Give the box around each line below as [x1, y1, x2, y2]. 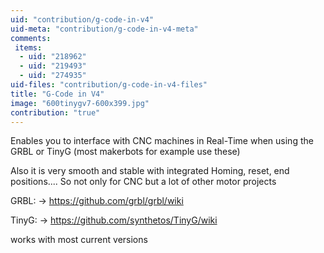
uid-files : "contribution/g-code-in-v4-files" [10, 80, 208, 90]
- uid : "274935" [19, 71, 87, 81]
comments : [10, 33, 52, 43]
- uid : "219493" [19, 61, 87, 71]
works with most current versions [10, 234, 148, 246]
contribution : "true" [10, 107, 101, 118]
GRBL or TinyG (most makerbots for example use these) [10, 146, 241, 158]
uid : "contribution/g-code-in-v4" [10, 14, 155, 25]
